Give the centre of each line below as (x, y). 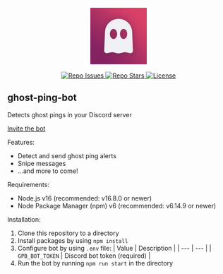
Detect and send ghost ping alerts (67, 155)
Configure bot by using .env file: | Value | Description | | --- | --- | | (114, 248)
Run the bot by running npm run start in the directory (95, 263)
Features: (21, 142)
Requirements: (28, 184)
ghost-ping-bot (42, 98)
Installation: (24, 219)
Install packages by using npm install (73, 240)
